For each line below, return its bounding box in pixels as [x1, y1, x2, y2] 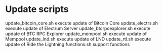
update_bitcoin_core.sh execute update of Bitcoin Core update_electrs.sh [5, 20, 158, 26]
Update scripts [5, 3, 69, 15]
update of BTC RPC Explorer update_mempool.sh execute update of [5, 30, 147, 36]
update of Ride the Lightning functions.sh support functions [5, 41, 130, 47]
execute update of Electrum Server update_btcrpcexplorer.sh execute [5, 25, 151, 31]
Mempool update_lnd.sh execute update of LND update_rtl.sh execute [5, 36, 151, 42]
